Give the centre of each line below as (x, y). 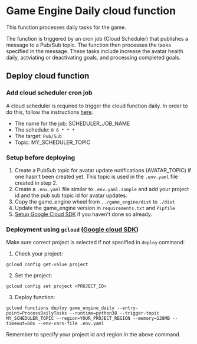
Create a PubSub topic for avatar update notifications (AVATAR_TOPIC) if (103, 170)
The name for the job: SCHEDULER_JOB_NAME (72, 123)
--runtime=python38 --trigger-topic (114, 313)
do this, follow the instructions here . (50, 112)
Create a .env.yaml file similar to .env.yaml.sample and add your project (102, 189)
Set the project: (33, 276)
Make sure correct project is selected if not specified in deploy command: (96, 243)
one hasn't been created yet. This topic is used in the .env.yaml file (96, 176)
